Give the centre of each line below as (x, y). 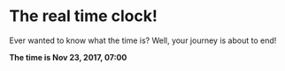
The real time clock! (83, 16)
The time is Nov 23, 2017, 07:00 (68, 57)
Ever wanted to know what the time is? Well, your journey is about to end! (143, 40)
